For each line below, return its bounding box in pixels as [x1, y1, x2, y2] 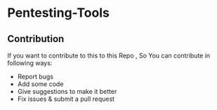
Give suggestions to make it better [17, 88, 117, 95]
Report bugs [17, 72, 54, 81]
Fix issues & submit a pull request [17, 95, 114, 103]
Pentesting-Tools [7, 5, 110, 21]
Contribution [7, 33, 65, 45]
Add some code [17, 80, 64, 88]
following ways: [7, 59, 53, 67]
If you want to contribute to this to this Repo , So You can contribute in [7, 51, 211, 60]
